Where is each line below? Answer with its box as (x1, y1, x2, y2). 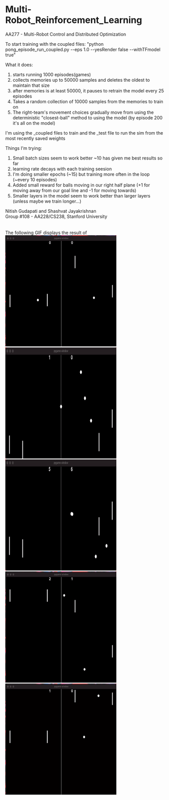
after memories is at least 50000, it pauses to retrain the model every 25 (12, 87, 164, 93)
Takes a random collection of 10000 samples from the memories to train (12, 98, 163, 105)
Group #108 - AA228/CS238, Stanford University (5, 213, 108, 219)
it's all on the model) (12, 120, 56, 126)
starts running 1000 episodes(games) (12, 71, 91, 77)
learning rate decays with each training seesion (12, 166, 112, 172)
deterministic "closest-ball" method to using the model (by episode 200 (12, 114, 163, 120)
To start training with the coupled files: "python (5, 41, 104, 47)
